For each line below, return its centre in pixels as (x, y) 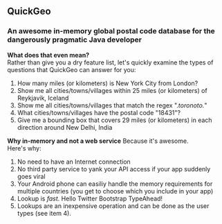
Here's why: (24, 148)
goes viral (31, 176)
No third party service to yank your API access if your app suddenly (114, 169)
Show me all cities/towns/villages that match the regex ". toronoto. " (112, 105)
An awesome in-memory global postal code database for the (111, 31)
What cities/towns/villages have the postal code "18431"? (99, 112)
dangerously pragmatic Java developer (74, 40)
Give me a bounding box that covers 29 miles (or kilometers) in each (114, 120)
